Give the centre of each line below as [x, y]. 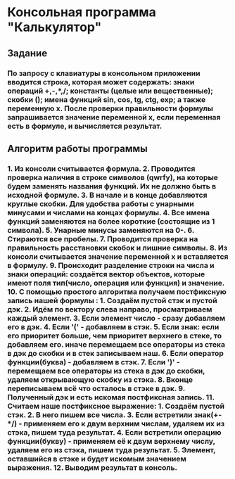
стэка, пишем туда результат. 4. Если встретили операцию [114, 432]
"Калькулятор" [55, 27]
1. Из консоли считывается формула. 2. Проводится [101, 168]
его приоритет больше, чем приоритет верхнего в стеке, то [115, 336]
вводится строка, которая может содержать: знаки [101, 82]
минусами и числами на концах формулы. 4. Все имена [108, 212]
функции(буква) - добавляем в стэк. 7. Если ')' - [94, 362]
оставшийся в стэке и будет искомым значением [97, 459]
